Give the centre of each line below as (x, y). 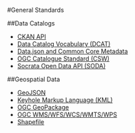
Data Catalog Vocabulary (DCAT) (64, 44)
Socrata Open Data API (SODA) (61, 66)
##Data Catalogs (31, 23)
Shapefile (31, 122)
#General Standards (35, 10)
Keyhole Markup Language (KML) (65, 100)
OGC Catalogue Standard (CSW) (63, 59)
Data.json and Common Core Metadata (73, 51)
